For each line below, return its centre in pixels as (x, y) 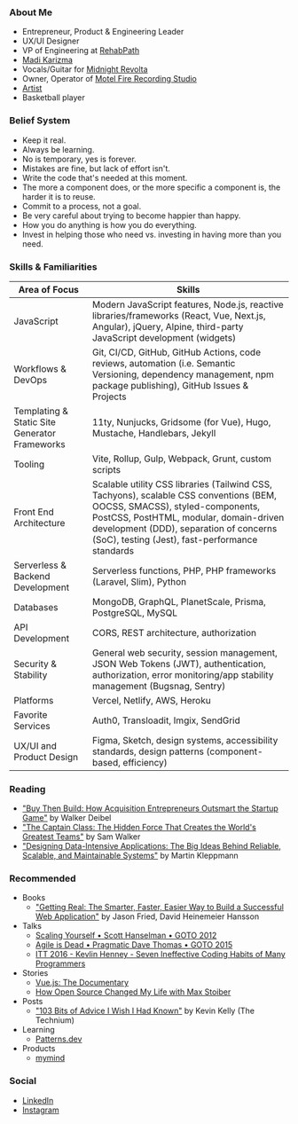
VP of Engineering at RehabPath (81, 51)
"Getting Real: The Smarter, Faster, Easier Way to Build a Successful (159, 908)
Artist (32, 88)
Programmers (60, 963)
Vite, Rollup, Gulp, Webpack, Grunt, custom (182, 459)
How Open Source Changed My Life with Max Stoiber (133, 992)
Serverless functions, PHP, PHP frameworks (184, 570)
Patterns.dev (59, 1039)
